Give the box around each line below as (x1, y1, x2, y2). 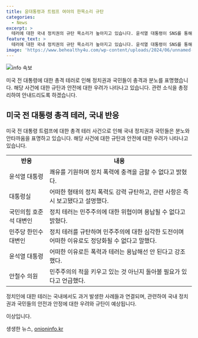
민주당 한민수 (9, 227, 44, 236)
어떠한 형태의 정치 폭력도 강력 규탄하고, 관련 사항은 (49, 187, 182, 196)
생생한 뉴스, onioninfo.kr (6, 325, 64, 332)
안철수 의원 (9, 272, 38, 280)
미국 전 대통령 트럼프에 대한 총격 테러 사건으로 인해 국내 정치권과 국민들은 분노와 (6, 127, 190, 134)
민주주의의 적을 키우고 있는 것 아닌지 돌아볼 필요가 (49, 267, 180, 275)
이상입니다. (6, 313, 32, 320)
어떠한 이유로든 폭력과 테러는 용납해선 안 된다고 (49, 248, 173, 256)
